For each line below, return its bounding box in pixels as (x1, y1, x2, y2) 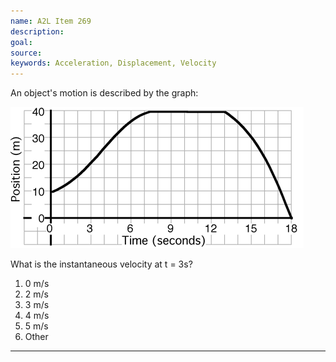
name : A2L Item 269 (10, 16, 92, 26)
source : (10, 48, 43, 58)
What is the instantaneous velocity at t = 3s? (10, 258, 193, 270)
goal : (10, 37, 33, 47)
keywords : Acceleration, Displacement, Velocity (10, 58, 217, 69)
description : (10, 26, 65, 37)
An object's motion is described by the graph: (10, 87, 199, 99)
